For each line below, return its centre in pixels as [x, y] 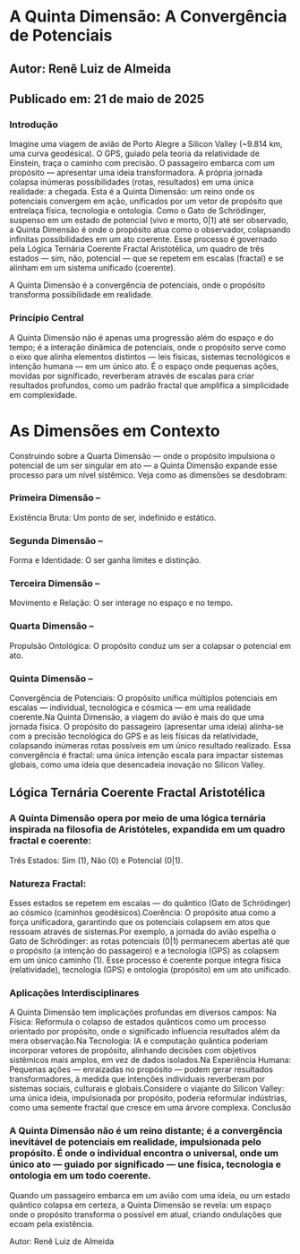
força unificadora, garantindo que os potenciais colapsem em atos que [140, 921]
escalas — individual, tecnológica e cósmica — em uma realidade [130, 707]
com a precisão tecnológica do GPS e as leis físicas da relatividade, [134, 736]
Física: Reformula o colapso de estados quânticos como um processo [138, 1022]
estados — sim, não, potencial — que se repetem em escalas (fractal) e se [146, 258]
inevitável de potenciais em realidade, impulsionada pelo [135, 1142]
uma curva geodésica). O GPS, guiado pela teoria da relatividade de [134, 153]
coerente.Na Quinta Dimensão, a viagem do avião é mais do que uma [137, 717]
